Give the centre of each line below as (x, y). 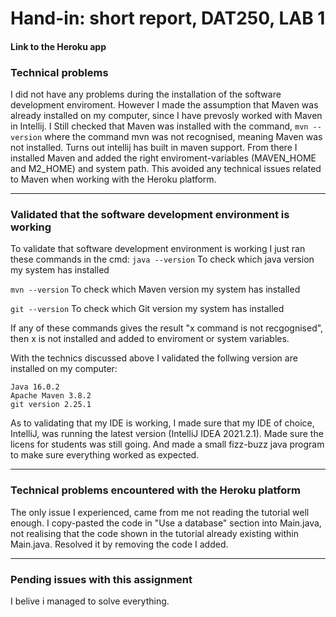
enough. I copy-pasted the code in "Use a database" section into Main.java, (166, 523)
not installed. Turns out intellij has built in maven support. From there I (154, 148)
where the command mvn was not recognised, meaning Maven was (183, 137)
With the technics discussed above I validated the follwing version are (154, 358)
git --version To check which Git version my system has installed (147, 309)
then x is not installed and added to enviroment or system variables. (150, 339)
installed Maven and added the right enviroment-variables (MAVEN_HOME (163, 158)
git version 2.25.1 (51, 405)
